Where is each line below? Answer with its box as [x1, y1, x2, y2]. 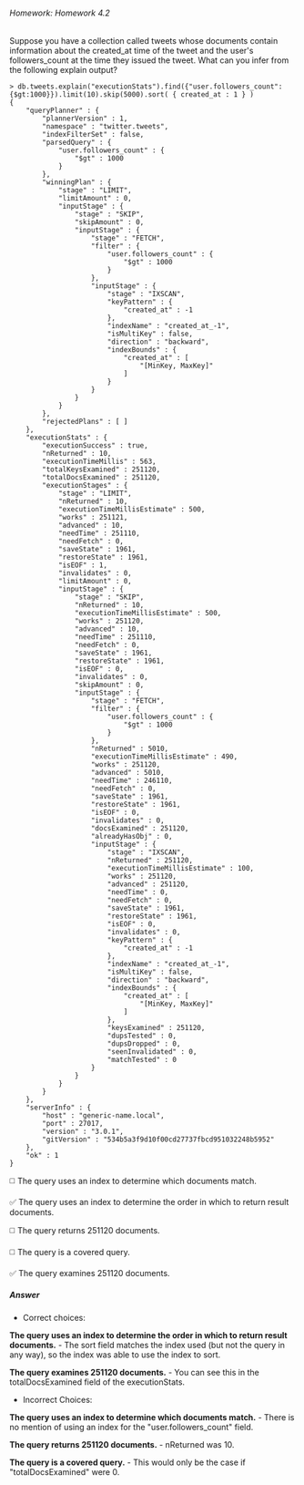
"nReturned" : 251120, [106, 856, 194, 865]
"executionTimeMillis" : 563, [42, 457, 157, 467]
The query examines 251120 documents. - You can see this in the [9, 1367, 259, 1378]
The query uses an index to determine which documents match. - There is [9, 1412, 295, 1423]
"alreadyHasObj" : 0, [90, 832, 173, 841]
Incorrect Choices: [22, 1395, 93, 1406]
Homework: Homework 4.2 [9, 7, 111, 18]
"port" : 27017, [42, 1119, 104, 1129]
